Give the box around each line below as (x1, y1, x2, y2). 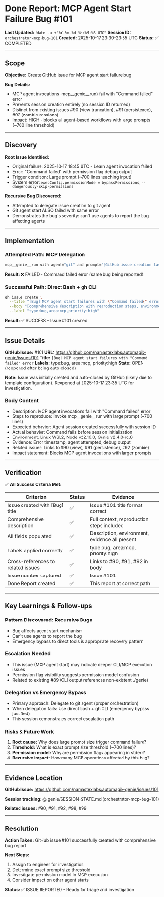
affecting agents (12, 218, 45, 224)
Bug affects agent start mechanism (12, 627, 83, 634)
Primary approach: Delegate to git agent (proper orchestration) (12, 700, 139, 706)
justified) (12, 711, 30, 717)
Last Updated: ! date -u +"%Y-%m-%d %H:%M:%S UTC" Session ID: (5, 29, 131, 35)
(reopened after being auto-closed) (5, 365, 77, 371)
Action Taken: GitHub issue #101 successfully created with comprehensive (5, 837, 156, 843)
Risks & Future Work (5, 728, 54, 735)
